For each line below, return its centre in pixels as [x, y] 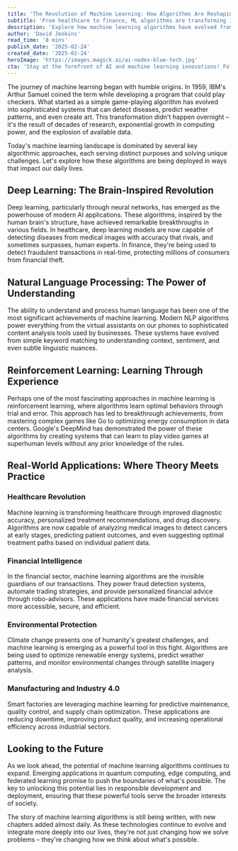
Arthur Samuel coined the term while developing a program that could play [116, 94]
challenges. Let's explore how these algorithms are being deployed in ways [117, 161]
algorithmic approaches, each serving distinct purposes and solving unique [118, 153]
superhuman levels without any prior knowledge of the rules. [96, 444]
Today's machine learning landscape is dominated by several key [103, 145]
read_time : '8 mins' [38, 40]
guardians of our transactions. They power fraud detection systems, [107, 584]
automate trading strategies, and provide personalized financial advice [110, 591]
